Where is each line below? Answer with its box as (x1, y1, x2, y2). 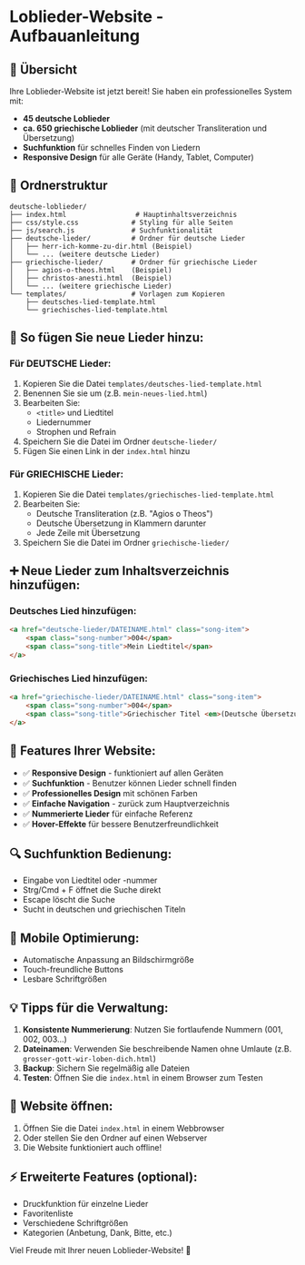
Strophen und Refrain (35, 426, 116, 437)
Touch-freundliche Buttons (22, 964, 124, 975)
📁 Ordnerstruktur (9, 178, 108, 193)
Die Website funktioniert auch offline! (22, 1141, 162, 1152)
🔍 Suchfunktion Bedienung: (9, 846, 172, 862)
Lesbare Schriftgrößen (22, 973, 107, 984)
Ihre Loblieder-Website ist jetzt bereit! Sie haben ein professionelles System (9, 86, 292, 96)
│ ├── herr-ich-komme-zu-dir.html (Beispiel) (9, 242, 193, 251)
